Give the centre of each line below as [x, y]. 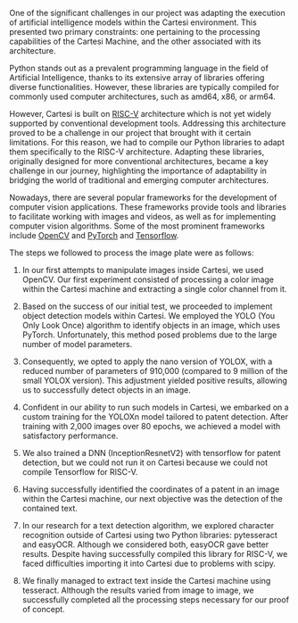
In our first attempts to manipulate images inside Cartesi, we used [143, 270]
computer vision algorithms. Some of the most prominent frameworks [137, 226]
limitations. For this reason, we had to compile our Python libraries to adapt [147, 142]
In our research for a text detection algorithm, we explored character [148, 525]
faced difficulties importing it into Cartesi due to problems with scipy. [149, 563]
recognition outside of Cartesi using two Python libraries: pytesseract [150, 535]
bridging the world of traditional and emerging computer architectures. [139, 180]
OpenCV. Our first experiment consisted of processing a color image [148, 279]
